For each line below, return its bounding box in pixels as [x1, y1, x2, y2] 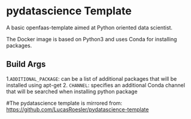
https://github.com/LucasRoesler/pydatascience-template [6, 106, 149, 113]
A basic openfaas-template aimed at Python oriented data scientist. [6, 24, 172, 31]
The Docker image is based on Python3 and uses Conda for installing [6, 35, 177, 42]
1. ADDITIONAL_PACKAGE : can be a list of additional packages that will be [6, 75, 177, 82]
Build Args [6, 59, 46, 69]
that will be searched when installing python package [6, 88, 138, 95]
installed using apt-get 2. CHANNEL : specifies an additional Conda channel [6, 81, 186, 89]
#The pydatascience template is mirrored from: [6, 99, 123, 106]
